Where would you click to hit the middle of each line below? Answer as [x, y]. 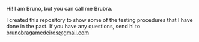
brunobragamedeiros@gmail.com [48, 33]
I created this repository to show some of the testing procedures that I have [100, 20]
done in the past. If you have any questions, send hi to [73, 26]
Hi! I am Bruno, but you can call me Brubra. [60, 9]
